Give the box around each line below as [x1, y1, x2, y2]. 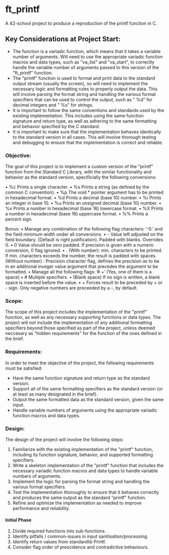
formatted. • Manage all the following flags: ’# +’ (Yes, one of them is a [5, 269, 152, 275]
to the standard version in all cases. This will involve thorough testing [12, 134, 156, 140]
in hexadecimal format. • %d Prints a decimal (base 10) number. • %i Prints [5, 195, 161, 201]
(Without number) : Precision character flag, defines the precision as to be [5, 258, 160, 264]
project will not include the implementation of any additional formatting [5, 319, 152, 326]
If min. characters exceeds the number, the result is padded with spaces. [5, 253, 157, 259]
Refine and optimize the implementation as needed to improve [12, 499, 142, 506]
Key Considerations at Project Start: [5, 35, 121, 43]
